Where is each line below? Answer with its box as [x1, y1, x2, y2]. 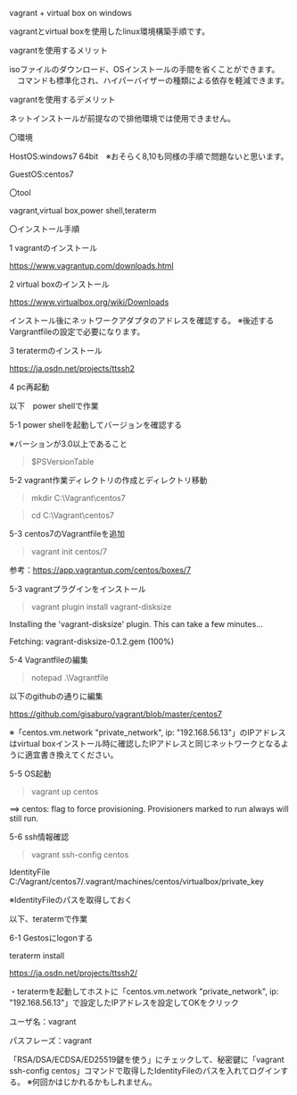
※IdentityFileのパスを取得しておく [9, 895, 133, 905]
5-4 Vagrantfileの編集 [9, 655, 88, 665]
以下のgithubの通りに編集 [9, 691, 103, 701]
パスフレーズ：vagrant [9, 1035, 92, 1046]
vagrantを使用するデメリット [9, 94, 116, 104]
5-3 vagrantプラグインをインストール [9, 584, 147, 594]
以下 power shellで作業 [9, 401, 99, 411]
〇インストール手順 [9, 223, 80, 234]
